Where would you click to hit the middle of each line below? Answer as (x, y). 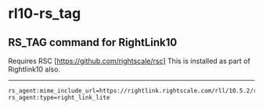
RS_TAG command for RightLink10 (93, 42)
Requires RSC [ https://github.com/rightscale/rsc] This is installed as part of (129, 61)
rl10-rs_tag (45, 14)
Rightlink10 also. (34, 69)
